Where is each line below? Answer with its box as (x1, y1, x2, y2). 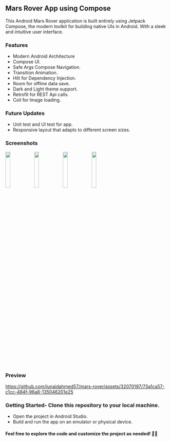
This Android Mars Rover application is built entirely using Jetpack (5, 17, 146, 24)
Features (5, 41, 28, 48)
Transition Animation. (12, 69, 58, 76)
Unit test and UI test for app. (12, 121, 73, 127)
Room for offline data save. (12, 81, 70, 87)
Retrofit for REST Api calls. (12, 91, 69, 98)
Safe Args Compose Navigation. (12, 64, 81, 70)
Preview (5, 372, 26, 379)
